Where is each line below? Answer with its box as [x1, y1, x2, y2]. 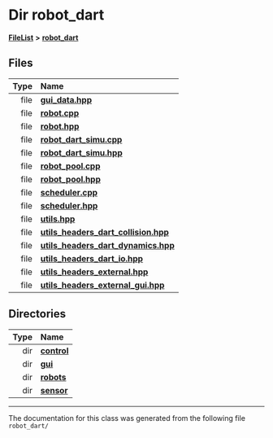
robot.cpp [40, 107, 80, 119]
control [40, 344, 69, 356]
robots [40, 371, 67, 383]
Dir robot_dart [8, 6, 105, 24]
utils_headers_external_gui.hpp [40, 279, 165, 291]
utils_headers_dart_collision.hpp [40, 226, 169, 238]
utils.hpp [40, 213, 76, 225]
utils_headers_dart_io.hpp [40, 252, 144, 264]
